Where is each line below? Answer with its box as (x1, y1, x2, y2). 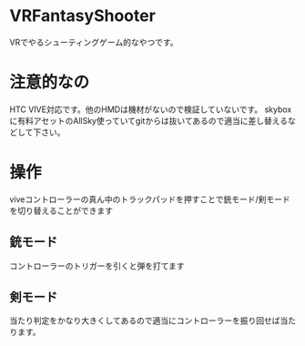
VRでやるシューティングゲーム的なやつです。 (9, 36, 179, 47)
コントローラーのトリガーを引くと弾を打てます (9, 260, 185, 271)
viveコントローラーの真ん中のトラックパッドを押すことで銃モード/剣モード (9, 193, 290, 205)
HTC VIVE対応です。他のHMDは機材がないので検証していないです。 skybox (9, 104, 292, 115)
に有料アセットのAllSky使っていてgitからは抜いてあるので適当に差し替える (9, 115, 289, 126)
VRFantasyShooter (9, 5, 157, 26)
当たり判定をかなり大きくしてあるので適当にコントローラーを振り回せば (9, 315, 280, 326)
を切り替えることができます (9, 205, 114, 216)
